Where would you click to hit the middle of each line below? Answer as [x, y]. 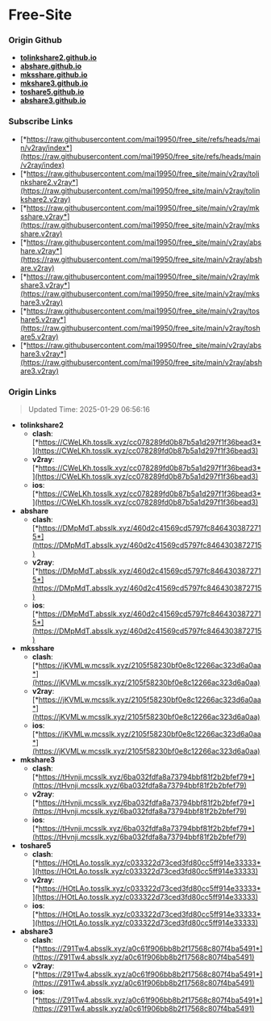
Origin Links [33, 392]
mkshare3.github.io [54, 83]
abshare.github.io [51, 66]
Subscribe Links [41, 121]
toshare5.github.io [52, 92]
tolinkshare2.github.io [58, 57]
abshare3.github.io [53, 101]
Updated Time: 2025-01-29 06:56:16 [89, 410]
